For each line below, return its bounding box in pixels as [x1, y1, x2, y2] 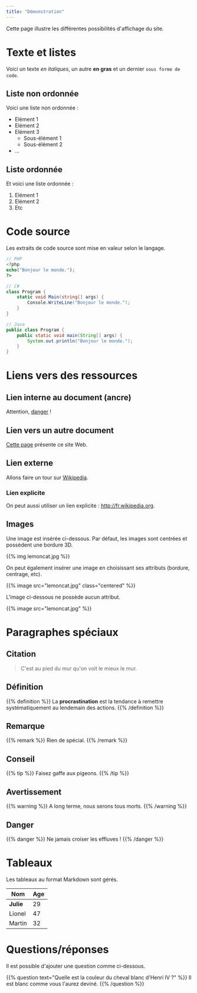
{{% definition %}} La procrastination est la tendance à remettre [6, 698, 163, 705]
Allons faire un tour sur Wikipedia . [6, 474, 88, 481]
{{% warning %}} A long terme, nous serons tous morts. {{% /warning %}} [6, 803, 188, 810]
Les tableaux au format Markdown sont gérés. [6, 876, 118, 883]
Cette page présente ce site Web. [6, 441, 88, 448]
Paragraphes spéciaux [6, 626, 119, 639]
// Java [6, 321, 25, 327]
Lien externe [6, 458, 53, 468]
